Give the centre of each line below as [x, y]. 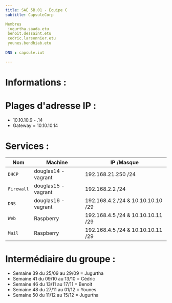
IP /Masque [125, 162]
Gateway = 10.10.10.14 [35, 125]
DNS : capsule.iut [25, 52]
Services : [27, 146]
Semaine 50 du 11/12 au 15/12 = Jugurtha [56, 295]
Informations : [36, 82]
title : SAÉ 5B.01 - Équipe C [36, 10]
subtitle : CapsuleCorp [29, 15]
